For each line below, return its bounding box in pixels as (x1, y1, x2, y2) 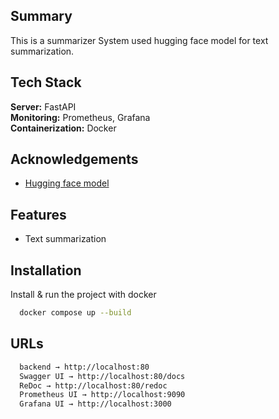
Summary (10, 8, 73, 25)
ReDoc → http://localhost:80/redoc (19, 380, 168, 391)
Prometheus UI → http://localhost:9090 (19, 390, 186, 400)
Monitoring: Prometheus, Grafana (10, 111, 151, 123)
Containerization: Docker (10, 122, 117, 134)
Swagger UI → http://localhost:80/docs (19, 371, 186, 381)
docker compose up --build (19, 308, 132, 318)
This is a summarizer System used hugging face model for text (10, 34, 269, 46)
